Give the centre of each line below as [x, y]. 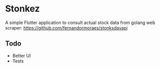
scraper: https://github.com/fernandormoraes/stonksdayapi [67, 27]
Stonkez [22, 9]
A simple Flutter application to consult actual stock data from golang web [80, 22]
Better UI [21, 55]
